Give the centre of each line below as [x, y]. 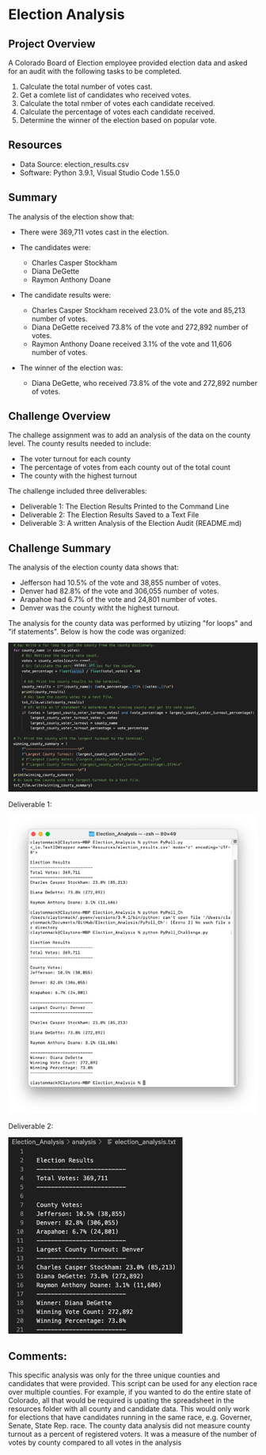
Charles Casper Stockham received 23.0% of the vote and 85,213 [138, 310]
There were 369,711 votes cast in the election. [94, 232]
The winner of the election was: [71, 368]
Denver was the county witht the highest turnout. [99, 608]
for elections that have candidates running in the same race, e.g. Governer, [130, 1417]
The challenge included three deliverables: [78, 491]
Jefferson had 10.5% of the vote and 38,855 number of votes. [120, 583]
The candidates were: [55, 247]
